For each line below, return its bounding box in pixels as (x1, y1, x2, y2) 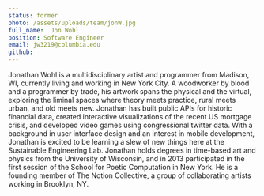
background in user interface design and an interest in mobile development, (8, 129, 255, 138)
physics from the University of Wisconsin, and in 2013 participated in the (8, 154, 245, 163)
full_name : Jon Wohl (8, 26, 80, 34)
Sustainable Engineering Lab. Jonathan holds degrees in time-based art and (8, 145, 256, 155)
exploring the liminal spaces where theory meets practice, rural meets (8, 96, 236, 104)
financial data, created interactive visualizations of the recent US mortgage (8, 112, 252, 121)
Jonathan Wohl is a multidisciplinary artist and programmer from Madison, (8, 70, 250, 79)
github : (8, 48, 34, 56)
